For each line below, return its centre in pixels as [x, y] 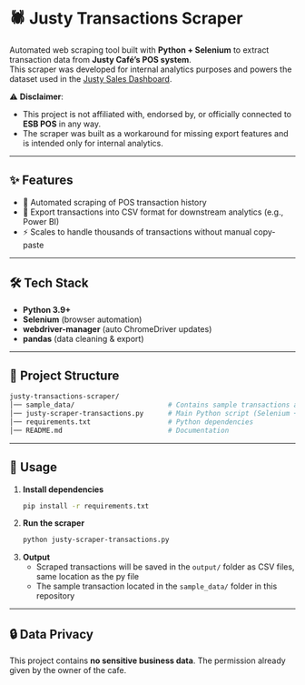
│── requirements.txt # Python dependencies [132, 422]
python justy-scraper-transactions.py [96, 540]
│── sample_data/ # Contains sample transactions [150, 405]
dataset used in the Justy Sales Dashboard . [91, 78]
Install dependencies [63, 489]
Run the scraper [53, 523]
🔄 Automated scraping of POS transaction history [114, 202]
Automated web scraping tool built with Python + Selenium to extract [139, 50]
